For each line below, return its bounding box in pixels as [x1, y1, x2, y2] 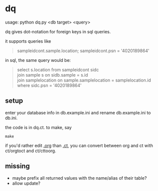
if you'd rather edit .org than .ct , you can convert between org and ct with [5, 142, 153, 148]
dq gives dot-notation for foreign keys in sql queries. [5, 28, 111, 34]
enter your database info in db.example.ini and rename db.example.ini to [5, 109, 151, 115]
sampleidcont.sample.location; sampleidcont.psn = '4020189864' [17, 48, 150, 54]
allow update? [12, 180, 41, 186]
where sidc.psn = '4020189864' [17, 82, 82, 88]
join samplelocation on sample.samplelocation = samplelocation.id [17, 77, 151, 83]
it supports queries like [5, 38, 51, 44]
